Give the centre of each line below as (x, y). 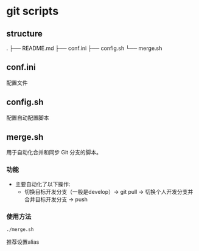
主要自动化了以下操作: (43, 184)
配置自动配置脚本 (28, 117)
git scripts (33, 11)
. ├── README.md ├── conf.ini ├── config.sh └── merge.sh (84, 48)
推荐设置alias (23, 242)
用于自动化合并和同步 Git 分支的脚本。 (54, 153)
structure (24, 34)
